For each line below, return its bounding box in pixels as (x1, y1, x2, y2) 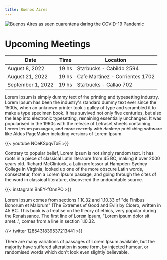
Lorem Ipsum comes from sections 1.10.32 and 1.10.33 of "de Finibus (5, 197, 145, 203)
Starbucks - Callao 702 (77, 81, 133, 88)
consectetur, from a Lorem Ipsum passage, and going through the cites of (5, 171, 157, 177)
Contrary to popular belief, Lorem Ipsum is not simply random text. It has (5, 150, 154, 156)
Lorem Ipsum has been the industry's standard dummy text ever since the (5, 99, 157, 105)
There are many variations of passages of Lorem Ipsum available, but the (5, 238, 155, 244)
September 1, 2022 (7, 81, 54, 88)
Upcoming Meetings (5, 38, 91, 50)
